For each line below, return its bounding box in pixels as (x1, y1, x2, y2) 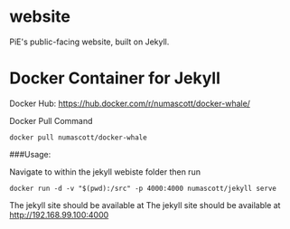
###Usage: (9, 148, 51, 159)
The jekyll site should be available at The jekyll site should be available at (9, 199, 281, 210)
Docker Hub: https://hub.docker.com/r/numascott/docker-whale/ (9, 98, 251, 109)
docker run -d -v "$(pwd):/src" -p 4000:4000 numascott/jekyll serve (9, 184, 277, 193)
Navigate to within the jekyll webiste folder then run (9, 166, 201, 177)
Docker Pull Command (9, 115, 93, 126)
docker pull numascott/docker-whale (9, 133, 147, 142)
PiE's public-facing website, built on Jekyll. (9, 36, 170, 47)
